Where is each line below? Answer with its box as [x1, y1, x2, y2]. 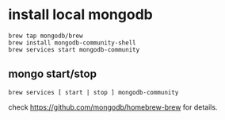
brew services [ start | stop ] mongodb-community [8, 88, 179, 96]
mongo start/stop [8, 68, 97, 81]
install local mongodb [8, 6, 153, 24]
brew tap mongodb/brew [8, 32, 83, 40]
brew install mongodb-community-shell [8, 38, 136, 47]
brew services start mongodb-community [8, 45, 140, 53]
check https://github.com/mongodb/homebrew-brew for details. [8, 102, 218, 112]
